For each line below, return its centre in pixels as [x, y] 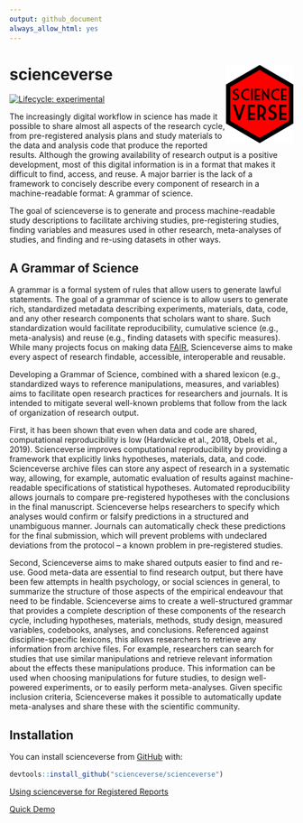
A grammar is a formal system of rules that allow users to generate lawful [145, 290]
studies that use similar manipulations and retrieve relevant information [141, 659]
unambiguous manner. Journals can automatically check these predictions [147, 526]
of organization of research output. [74, 413]
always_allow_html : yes [54, 28]
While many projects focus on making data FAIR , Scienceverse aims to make [151, 347]
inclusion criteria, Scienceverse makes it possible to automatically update [146, 697]
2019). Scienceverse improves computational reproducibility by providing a [148, 449]
